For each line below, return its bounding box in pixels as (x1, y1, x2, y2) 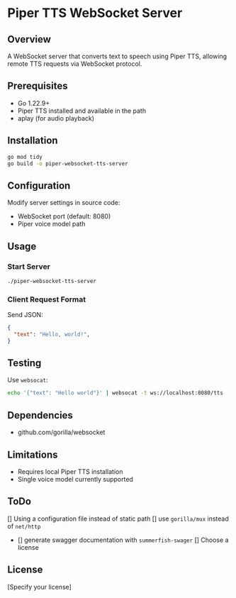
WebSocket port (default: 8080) (17, 212, 111, 221)
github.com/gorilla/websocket (17, 428, 106, 437)
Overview (7, 33, 52, 45)
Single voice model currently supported (17, 475, 133, 483)
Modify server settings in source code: (7, 199, 120, 207)
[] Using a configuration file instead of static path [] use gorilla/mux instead (7, 514, 229, 523)
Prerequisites (7, 80, 68, 92)
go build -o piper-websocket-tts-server (7, 160, 129, 167)
